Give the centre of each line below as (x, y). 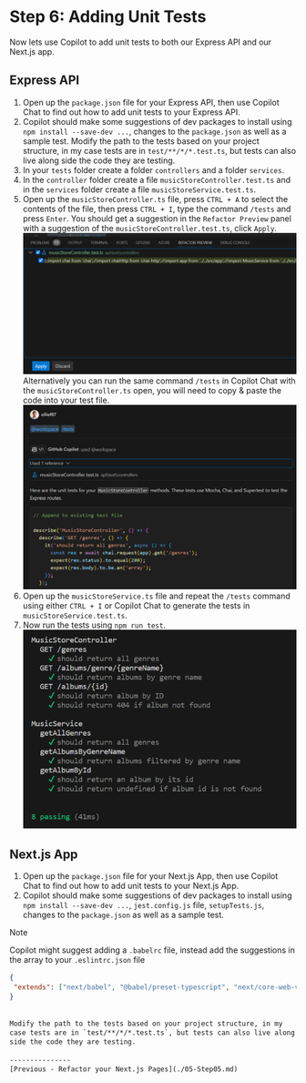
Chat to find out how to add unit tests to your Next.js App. (131, 886)
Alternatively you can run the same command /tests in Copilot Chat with (159, 381)
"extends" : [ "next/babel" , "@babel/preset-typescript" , (122, 987)
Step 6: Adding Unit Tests (108, 17)
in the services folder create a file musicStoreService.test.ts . (139, 189)
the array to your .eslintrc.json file (77, 960)
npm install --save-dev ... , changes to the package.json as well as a (154, 131)
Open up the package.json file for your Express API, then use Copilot (151, 102)
